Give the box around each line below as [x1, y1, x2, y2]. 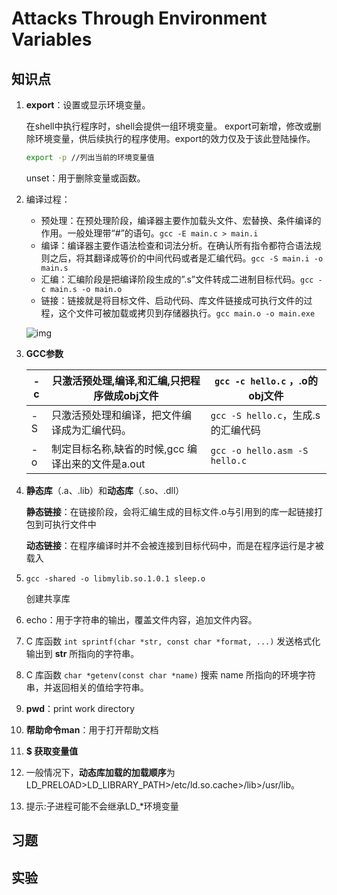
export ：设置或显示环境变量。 [25, 99, 151, 111]
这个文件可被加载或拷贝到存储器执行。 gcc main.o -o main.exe [58, 307, 316, 319]
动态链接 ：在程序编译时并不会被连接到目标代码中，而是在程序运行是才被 [25, 539, 324, 551]
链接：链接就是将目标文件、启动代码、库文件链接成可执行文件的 [40, 294, 304, 306]
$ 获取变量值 [25, 745, 79, 757]
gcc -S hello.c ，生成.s [210, 408, 321, 422]
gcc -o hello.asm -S [210, 445, 309, 456]
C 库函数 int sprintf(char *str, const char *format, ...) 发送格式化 [25, 635, 321, 647]
